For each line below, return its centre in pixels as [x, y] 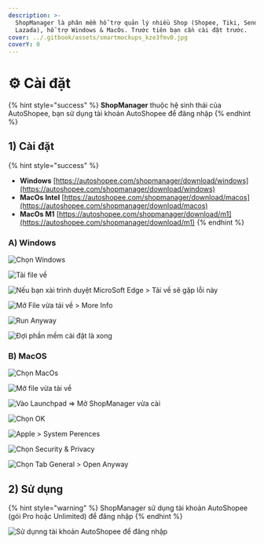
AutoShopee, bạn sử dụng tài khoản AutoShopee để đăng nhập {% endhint [130, 114]
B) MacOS [27, 356]
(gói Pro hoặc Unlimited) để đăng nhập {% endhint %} [95, 517]
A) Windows [32, 243]
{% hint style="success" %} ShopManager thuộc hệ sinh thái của [115, 105]
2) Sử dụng [36, 489]
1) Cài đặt [31, 146]
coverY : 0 [24, 45]
